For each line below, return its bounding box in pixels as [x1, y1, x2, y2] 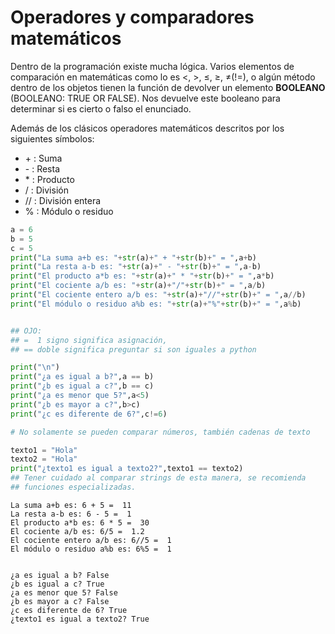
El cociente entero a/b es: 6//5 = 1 [10, 535, 172, 545]
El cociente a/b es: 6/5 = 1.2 [10, 526, 145, 536]
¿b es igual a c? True [10, 579, 105, 589]
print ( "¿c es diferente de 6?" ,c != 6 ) [10, 409, 168, 419]
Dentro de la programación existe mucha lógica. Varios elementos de [10, 60, 295, 72]
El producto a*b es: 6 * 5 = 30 [10, 517, 150, 528]
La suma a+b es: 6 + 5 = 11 [10, 500, 132, 510]
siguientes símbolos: [10, 132, 95, 145]
